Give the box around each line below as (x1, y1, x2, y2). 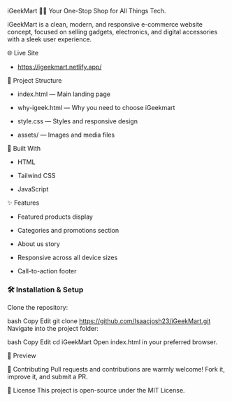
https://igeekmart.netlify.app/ (17, 63, 102, 71)
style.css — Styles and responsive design (17, 117, 138, 125)
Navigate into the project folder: (7, 325, 99, 333)
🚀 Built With (7, 144, 41, 152)
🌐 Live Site (7, 49, 39, 57)
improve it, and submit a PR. (7, 372, 88, 381)
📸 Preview (7, 351, 36, 360)
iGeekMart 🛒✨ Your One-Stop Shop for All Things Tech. (7, 7, 166, 15)
